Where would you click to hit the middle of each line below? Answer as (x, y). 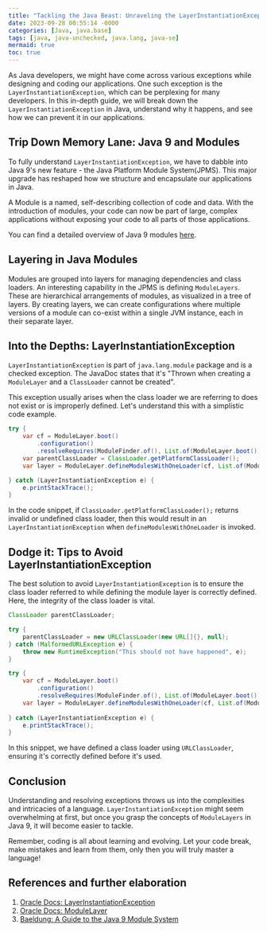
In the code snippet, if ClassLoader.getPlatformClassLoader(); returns (124, 511)
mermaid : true (32, 45)
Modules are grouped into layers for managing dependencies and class (125, 278)
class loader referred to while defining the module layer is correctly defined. (133, 592)
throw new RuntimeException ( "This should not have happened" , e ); (135, 652)
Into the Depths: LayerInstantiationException (122, 346)
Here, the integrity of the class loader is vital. (82, 600)
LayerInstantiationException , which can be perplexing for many (114, 92)
